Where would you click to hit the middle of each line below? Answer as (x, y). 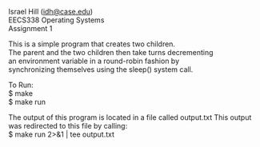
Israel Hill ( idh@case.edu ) (51, 12)
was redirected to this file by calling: (68, 126)
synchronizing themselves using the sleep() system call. (101, 70)
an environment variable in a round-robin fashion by (94, 61)
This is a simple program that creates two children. (92, 44)
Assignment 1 (30, 28)
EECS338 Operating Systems (56, 20)
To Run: (21, 85)
